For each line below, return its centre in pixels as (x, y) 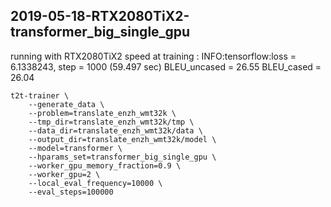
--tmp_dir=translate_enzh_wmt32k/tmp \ (111, 122)
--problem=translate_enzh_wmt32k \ (102, 113)
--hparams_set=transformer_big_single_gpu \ (122, 157)
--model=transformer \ (75, 148)
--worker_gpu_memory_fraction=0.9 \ (105, 165)
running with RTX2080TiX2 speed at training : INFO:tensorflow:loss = (153, 56)
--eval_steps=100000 (71, 192)
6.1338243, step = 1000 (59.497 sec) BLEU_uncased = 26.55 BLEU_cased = (166, 66)
